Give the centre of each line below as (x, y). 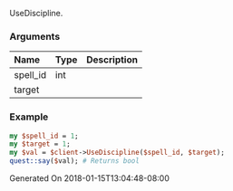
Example (29, 117)
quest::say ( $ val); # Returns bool (75, 161)
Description (112, 60)
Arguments (35, 36)
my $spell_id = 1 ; (44, 136)
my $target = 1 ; (40, 144)
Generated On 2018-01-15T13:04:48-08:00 (89, 178)
